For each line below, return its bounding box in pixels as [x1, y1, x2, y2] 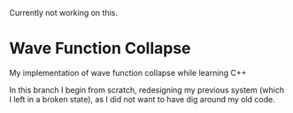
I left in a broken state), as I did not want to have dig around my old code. [9, 94, 276, 104]
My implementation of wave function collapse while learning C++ [9, 67, 247, 78]
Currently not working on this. [9, 8, 118, 18]
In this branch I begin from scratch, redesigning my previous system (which [9, 84, 285, 95]
